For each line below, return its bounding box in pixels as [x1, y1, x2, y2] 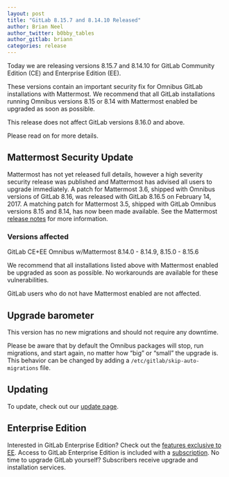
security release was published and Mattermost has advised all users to [7, 177, 213, 186]
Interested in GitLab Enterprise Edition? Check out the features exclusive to [7, 441, 222, 449]
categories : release [7, 42, 67, 49]
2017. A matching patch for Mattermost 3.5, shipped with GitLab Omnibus [7, 200, 217, 208]
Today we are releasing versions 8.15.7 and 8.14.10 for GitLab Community [7, 62, 215, 70]
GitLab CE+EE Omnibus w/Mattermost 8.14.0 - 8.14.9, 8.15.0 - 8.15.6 [7, 248, 199, 256]
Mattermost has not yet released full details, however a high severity [7, 170, 203, 178]
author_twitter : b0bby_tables [7, 29, 95, 37]
